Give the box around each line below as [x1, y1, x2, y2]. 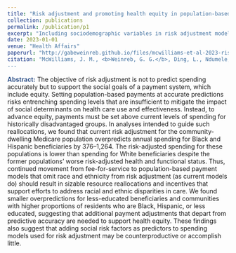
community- [178, 127, 214, 135]
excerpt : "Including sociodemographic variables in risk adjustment [7, 29, 212, 37]
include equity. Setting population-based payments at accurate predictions [7, 90, 224, 98]
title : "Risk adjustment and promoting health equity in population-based [7, 10, 231, 18]
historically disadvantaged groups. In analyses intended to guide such [7, 120, 210, 128]
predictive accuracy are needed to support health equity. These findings [7, 217, 217, 225]
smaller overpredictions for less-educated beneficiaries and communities [7, 194, 220, 203]
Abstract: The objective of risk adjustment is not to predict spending [7, 75, 206, 83]
